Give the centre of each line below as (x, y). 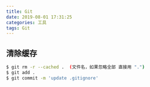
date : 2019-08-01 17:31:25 (39, 17)
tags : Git (18, 28)
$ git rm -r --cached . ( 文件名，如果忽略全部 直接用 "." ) (76, 67)
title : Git (19, 11)
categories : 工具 (26, 22)
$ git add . (21, 72)
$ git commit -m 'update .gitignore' (52, 78)
